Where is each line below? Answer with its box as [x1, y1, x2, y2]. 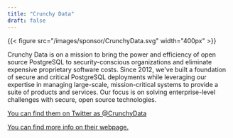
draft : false [7, 17, 46, 24]
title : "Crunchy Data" [7, 10, 75, 18]
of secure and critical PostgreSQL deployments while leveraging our [7, 72, 207, 81]
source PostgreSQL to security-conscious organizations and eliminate [7, 57, 212, 66]
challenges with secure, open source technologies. [7, 95, 157, 103]
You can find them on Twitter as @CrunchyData [7, 109, 147, 117]
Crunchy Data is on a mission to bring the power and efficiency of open [7, 50, 217, 59]
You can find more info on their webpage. [7, 122, 129, 131]
